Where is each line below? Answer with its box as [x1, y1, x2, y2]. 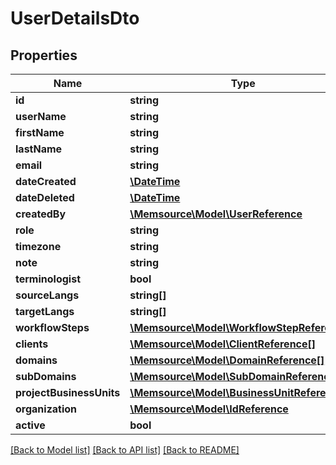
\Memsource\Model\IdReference [129, 402, 289, 416]
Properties [10, 47, 78, 64]
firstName [15, 126, 65, 139]
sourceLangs [15, 288, 80, 302]
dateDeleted [15, 191, 75, 204]
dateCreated [15, 175, 77, 188]
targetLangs [15, 305, 75, 318]
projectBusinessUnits [15, 386, 121, 399]
